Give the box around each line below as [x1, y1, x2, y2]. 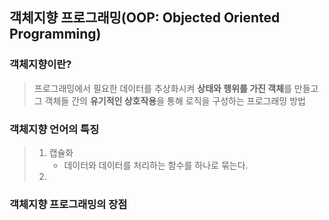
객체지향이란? [9, 58, 72, 72]
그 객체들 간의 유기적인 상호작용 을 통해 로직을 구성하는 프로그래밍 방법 [33, 94, 306, 107]
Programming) [9, 26, 102, 43]
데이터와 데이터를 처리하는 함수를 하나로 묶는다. [63, 159, 249, 171]
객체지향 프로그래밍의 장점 [9, 197, 128, 211]
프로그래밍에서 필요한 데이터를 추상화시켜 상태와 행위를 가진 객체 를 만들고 [33, 82, 319, 94]
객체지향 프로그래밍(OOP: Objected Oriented [9, 9, 281, 27]
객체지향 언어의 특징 [9, 122, 100, 136]
